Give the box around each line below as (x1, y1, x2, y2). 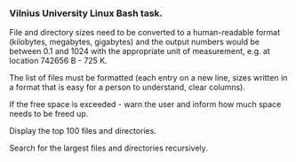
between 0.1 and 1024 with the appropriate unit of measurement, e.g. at (9, 46, 271, 57)
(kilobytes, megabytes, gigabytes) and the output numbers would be (9, 36, 260, 47)
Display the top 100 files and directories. (9, 126, 157, 136)
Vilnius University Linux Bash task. (9, 7, 163, 19)
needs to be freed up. (9, 109, 89, 120)
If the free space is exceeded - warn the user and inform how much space (9, 99, 282, 110)
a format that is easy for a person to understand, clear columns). (9, 82, 246, 93)
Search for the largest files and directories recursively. (9, 143, 209, 153)
